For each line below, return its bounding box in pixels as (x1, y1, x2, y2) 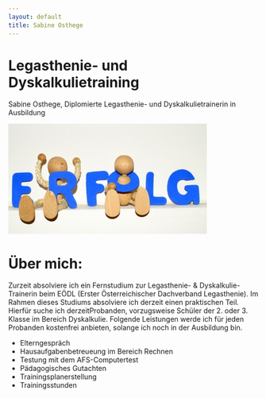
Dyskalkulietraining (8, 73, 140, 91)
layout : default (8, 13, 62, 21)
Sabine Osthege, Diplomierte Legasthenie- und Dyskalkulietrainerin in (8, 99, 237, 109)
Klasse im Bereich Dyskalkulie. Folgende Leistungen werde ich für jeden (8, 315, 245, 324)
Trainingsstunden (19, 381, 77, 390)
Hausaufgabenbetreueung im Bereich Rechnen (19, 346, 173, 357)
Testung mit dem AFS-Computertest (19, 355, 139, 365)
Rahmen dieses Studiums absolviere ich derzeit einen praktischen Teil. (8, 298, 240, 307)
